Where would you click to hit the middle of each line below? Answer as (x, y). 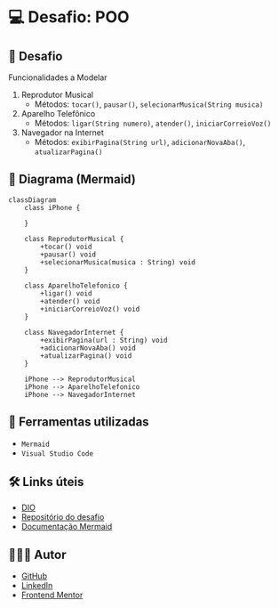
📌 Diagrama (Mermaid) (72, 179)
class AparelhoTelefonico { (76, 286)
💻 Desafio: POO (69, 17)
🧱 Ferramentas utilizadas (79, 422)
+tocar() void (66, 247)
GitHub (34, 576)
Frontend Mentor (52, 595)
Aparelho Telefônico (58, 113)
